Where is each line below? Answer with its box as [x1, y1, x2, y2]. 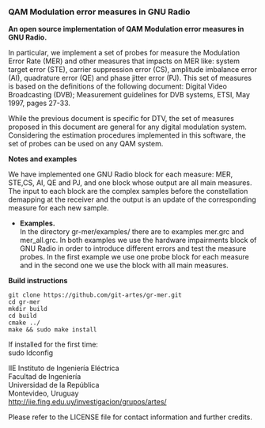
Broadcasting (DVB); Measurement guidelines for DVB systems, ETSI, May [8, 90, 251, 100]
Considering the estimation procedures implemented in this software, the [8, 131, 247, 140]
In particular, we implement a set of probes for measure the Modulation [8, 48, 240, 58]
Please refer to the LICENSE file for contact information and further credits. [8, 412, 253, 422]
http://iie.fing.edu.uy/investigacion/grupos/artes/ [8, 397, 168, 407]
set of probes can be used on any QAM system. [8, 139, 164, 149]
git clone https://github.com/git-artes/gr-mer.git [8, 291, 182, 299]
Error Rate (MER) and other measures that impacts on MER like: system [8, 56, 240, 66]
